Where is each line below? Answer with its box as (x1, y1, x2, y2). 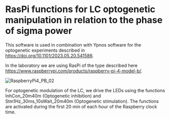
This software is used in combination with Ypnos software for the (5, 42, 142, 48)
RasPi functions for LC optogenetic (5, 4, 156, 15)
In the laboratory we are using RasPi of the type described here (5, 62, 138, 68)
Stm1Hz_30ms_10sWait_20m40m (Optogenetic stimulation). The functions (5, 98, 159, 104)
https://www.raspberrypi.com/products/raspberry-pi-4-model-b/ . (5, 67, 143, 74)
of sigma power (5, 25, 73, 36)
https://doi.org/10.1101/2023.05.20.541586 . (5, 52, 94, 59)
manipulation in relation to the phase (5, 14, 163, 26)
